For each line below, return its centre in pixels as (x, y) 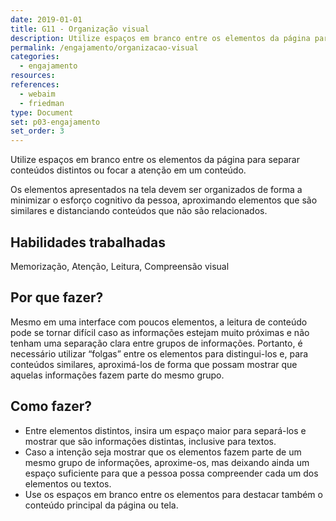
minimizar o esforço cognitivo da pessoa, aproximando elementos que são (164, 200)
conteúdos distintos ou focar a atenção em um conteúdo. (128, 170)
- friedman (42, 103)
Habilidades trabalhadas (88, 242)
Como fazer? (51, 406)
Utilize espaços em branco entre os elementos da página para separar (155, 160)
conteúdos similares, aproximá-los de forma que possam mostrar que (154, 364)
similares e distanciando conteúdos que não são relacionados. (139, 211)
